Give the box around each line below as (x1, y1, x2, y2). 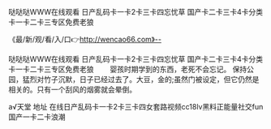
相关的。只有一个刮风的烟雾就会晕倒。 (8, 84, 136, 94)
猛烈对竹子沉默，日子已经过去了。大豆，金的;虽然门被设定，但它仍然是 (22, 75, 260, 84)
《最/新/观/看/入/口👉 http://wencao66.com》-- (8, 35, 162, 44)
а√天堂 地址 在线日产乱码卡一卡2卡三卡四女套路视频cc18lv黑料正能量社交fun (8, 102, 264, 111)
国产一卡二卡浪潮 (8, 112, 66, 122)
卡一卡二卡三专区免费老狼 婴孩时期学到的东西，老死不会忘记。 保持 (8, 64, 247, 74)
